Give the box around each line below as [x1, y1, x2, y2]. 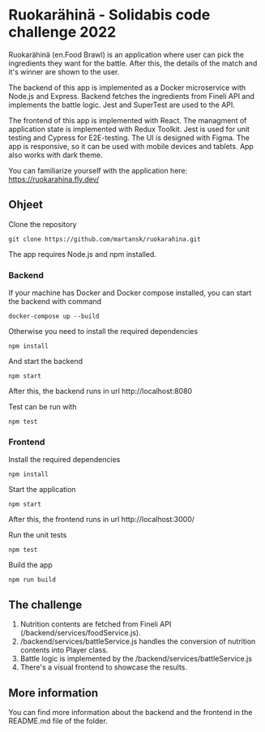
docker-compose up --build [8, 312, 100, 321]
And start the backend [8, 357, 83, 366]
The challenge [8, 597, 83, 611]
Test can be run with [8, 402, 77, 412]
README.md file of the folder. [8, 716, 108, 726]
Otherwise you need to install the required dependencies [8, 327, 199, 336]
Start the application [8, 485, 76, 494]
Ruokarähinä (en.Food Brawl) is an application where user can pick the [8, 49, 245, 59]
